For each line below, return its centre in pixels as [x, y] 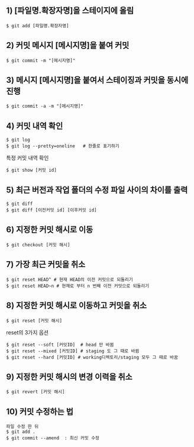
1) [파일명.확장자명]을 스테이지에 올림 [70, 11]
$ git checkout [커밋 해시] [38, 245]
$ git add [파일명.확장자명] [38, 25]
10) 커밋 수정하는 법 [40, 411]
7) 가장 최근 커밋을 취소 [46, 264]
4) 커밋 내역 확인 [35, 126]
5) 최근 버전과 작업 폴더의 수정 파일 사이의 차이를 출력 [97, 190]
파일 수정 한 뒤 [22, 427]
